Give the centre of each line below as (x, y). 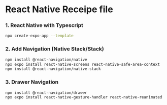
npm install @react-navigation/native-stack (53, 69)
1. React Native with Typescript (44, 25)
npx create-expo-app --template (39, 36)
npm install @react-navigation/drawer (46, 93)
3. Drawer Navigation (32, 82)
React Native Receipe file (59, 9)
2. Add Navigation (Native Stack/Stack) (55, 49)
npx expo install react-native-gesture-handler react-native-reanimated (84, 97)
